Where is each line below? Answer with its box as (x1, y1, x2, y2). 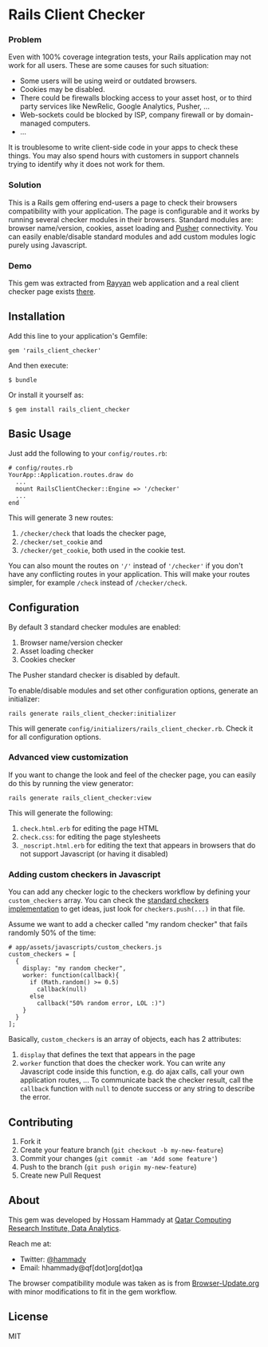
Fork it (19, 1136, 41, 1146)
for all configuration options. (8, 732, 101, 741)
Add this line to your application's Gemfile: (8, 331, 148, 340)
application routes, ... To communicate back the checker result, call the (19, 1075, 254, 1085)
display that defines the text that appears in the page (19, 1050, 195, 1059)
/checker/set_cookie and (19, 537, 103, 546)
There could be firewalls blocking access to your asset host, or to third (19, 93, 252, 103)
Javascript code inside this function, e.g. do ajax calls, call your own (19, 1067, 245, 1076)
